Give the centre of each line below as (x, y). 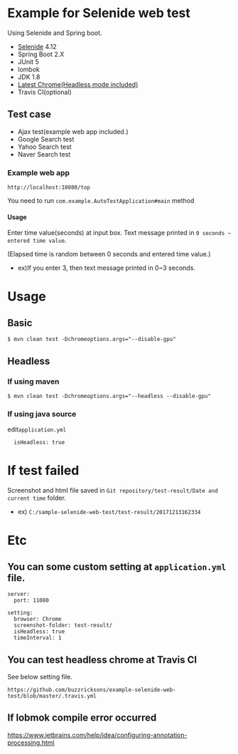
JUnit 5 (28, 61)
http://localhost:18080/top (49, 188)
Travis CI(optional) (45, 92)
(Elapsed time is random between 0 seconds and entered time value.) (109, 254)
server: (19, 595)
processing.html (31, 743)
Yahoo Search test (45, 147)
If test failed (43, 471)
